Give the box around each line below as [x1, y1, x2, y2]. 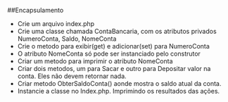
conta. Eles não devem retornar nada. [17, 72, 127, 80]
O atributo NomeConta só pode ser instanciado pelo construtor [17, 49, 201, 58]
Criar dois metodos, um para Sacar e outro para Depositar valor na [17, 65, 211, 72]
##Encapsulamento [7, 6, 64, 14]
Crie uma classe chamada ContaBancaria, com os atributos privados [17, 27, 217, 35]
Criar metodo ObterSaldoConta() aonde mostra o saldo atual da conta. [17, 79, 222, 87]
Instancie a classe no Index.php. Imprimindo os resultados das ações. [17, 87, 220, 95]
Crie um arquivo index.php [17, 20, 95, 27]
